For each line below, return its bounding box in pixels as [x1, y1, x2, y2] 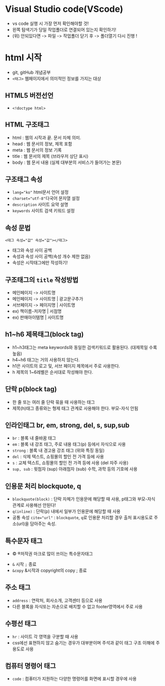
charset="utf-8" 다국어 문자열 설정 [12, 196, 80, 201]
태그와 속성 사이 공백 [12, 247, 52, 253]
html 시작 [5, 52, 42, 63]
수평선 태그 [5, 620, 37, 628]
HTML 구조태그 [5, 120, 50, 129]
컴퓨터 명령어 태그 [5, 662, 56, 670]
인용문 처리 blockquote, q [5, 482, 81, 490]
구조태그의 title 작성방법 [5, 276, 79, 284]
